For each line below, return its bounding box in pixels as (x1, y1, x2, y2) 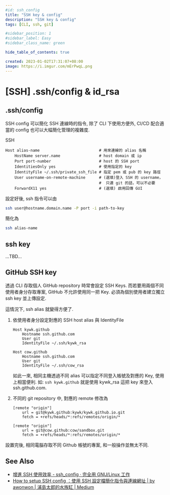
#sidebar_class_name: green (5, 40, 65, 46)
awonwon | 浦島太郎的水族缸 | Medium (12, 484, 94, 490)
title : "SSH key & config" (5, 12, 63, 17)
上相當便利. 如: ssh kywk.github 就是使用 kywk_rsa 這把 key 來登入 (12, 379, 153, 385)
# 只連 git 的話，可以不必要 (99, 180, 156, 186)
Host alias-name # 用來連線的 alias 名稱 (5, 148, 147, 153)
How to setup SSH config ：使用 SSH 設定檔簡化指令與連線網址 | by (12, 478, 155, 484)
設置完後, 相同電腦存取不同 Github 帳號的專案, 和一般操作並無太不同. (5, 442, 149, 448)
